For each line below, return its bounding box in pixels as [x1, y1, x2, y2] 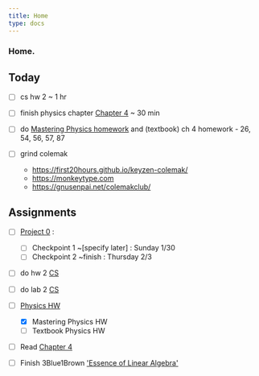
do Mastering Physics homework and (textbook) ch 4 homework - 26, [19, 124, 251, 134]
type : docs [8, 19, 45, 27]
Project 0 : [19, 227, 55, 237]
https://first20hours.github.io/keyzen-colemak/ [31, 165, 188, 175]
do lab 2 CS [19, 284, 60, 294]
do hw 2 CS [19, 268, 60, 278]
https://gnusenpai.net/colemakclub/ [31, 182, 151, 192]
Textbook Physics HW [31, 325, 106, 335]
